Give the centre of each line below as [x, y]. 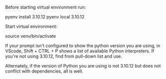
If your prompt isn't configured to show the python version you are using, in [83, 46]
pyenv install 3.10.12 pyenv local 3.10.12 [45, 17]
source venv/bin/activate [31, 36]
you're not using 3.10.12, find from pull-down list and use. [64, 56]
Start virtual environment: [31, 26]
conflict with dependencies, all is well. [44, 71]
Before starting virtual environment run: [46, 7]
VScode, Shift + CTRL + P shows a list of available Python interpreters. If [80, 51]
